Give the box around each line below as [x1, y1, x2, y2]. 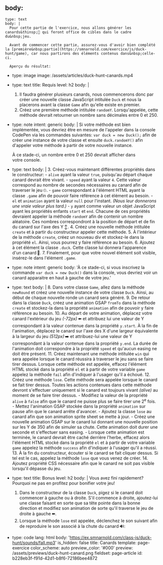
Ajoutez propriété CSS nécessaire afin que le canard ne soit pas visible [12, 460, 155, 466]
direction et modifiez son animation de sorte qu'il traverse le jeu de [19, 505, 154, 511]
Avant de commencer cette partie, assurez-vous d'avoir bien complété [9, 42, 156, 47]
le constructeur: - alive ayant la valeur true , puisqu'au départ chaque [12, 171, 152, 177]
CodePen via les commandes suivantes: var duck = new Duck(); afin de [12, 132, 157, 138]
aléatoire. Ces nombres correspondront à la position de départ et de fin [12, 218, 155, 224]
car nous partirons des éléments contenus [31, 51, 119, 56]
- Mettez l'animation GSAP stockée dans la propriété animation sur [12, 403, 146, 409]
